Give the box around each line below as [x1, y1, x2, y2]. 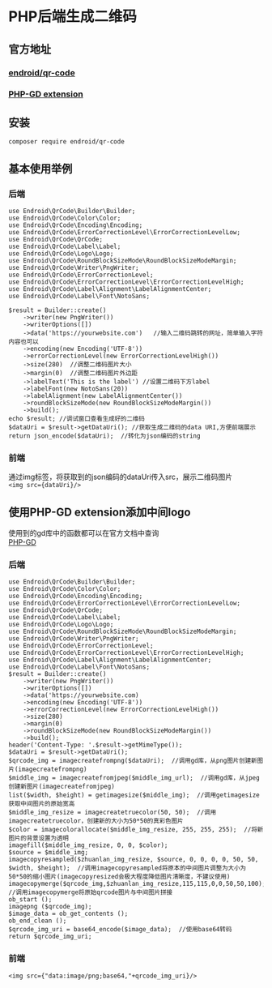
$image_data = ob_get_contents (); [8, 909, 129, 918]
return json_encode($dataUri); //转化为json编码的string [8, 431, 201, 440]
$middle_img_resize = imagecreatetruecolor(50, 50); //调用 [8, 808, 217, 817]
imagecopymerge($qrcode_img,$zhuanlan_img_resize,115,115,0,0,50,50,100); [8, 880, 266, 888]
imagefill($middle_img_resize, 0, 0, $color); [8, 841, 168, 849]
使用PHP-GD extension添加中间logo [8, 505, 191, 519]
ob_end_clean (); [8, 917, 67, 925]
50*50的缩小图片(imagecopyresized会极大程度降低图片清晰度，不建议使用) [8, 873, 231, 881]
